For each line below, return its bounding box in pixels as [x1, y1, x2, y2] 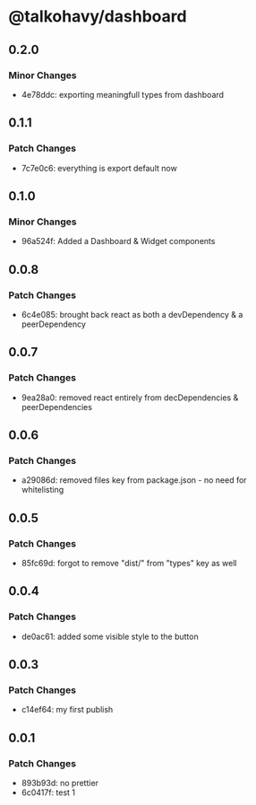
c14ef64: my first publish [21, 704, 114, 715]
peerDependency [21, 319, 87, 329]
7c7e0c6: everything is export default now [21, 162, 178, 173]
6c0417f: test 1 [21, 787, 76, 798]
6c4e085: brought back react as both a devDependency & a [21, 309, 243, 319]
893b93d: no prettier [21, 778, 99, 789]
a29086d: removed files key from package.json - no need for [21, 475, 247, 486]
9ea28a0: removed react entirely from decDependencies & [21, 392, 239, 403]
